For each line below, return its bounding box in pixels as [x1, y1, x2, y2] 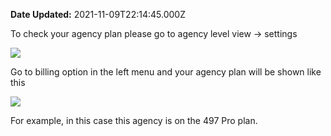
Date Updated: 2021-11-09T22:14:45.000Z [10, 9, 186, 20]
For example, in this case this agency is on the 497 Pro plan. [10, 115, 258, 126]
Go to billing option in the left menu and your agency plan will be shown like [10, 66, 322, 78]
